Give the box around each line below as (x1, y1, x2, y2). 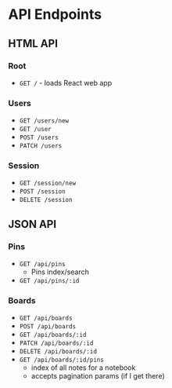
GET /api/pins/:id (19, 277, 80, 285)
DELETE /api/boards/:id (19, 348, 98, 356)
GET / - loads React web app (19, 78, 112, 87)
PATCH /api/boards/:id (19, 339, 94, 347)
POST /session (19, 188, 66, 196)
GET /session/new (19, 179, 77, 188)
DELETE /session (19, 196, 73, 204)
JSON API (8, 218, 57, 231)
